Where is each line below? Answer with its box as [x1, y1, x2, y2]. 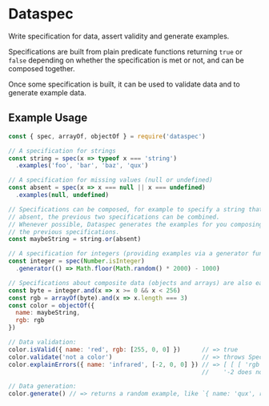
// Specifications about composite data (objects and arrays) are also [8, 279, 252, 287]
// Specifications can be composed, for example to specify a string [8, 205, 246, 213]
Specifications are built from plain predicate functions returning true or [8, 46, 243, 56]
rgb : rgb [15, 316, 45, 324]
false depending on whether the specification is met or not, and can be [8, 55, 244, 65]
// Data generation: [8, 382, 78, 391]
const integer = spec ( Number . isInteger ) [8, 257, 146, 265]
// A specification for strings [8, 147, 116, 155]
